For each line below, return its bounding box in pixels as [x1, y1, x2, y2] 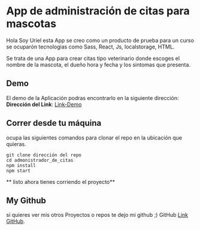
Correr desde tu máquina [6, 118, 102, 128]
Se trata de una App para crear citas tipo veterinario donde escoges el [6, 55, 180, 62]
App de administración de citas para [6, 4, 190, 18]
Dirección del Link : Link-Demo [6, 101, 82, 108]
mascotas [6, 17, 57, 31]
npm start [6, 168, 31, 174]
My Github [6, 195, 46, 205]
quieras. [6, 140, 26, 147]
